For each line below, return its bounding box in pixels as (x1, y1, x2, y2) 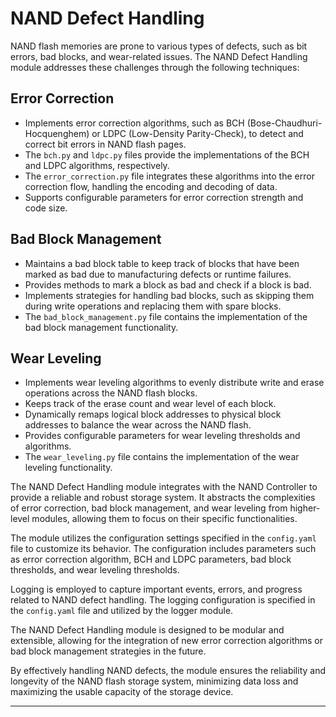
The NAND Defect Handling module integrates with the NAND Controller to (10, 481, 318, 493)
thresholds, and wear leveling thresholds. (10, 564, 180, 576)
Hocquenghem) (24, 127, 90, 139)
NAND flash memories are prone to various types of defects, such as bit (10, 40, 308, 52)
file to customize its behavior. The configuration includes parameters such (10, 543, 317, 555)
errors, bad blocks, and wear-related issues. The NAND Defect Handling (10, 50, 308, 62)
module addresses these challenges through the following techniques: (10, 61, 300, 73)
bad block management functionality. (24, 321, 179, 333)
